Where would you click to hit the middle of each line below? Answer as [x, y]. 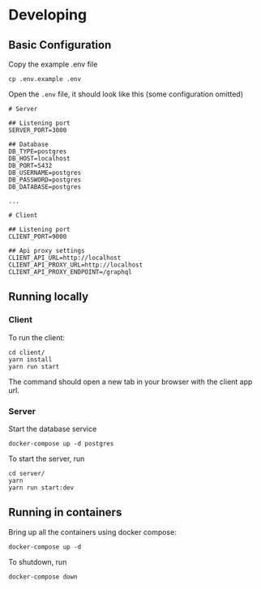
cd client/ [27, 352]
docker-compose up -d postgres [61, 443]
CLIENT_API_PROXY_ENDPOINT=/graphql [70, 272]
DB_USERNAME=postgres [45, 173]
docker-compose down [43, 577]
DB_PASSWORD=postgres [45, 180]
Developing [48, 15]
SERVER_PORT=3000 [38, 130]
